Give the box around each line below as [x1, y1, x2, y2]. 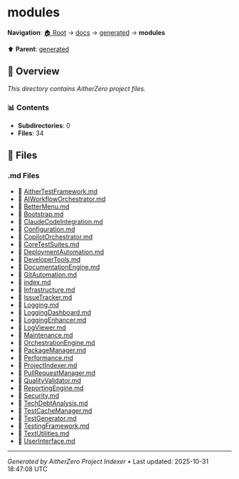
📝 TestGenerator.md [17, 414, 77, 422]
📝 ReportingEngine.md [17, 384, 84, 392]
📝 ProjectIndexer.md [17, 361, 78, 369]
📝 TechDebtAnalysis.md [17, 399, 88, 407]
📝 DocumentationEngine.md [17, 263, 100, 271]
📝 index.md [17, 278, 51, 286]
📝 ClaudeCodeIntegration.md [17, 217, 103, 226]
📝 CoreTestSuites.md [17, 240, 80, 248]
